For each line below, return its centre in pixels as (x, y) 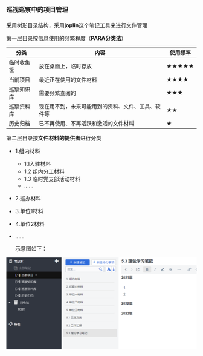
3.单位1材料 (29, 211)
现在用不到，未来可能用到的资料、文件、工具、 (97, 107)
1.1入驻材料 (37, 163)
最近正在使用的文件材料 (68, 79)
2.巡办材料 (28, 198)
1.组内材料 (27, 151)
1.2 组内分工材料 (44, 171)
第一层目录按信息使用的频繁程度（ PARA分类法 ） (66, 38)
